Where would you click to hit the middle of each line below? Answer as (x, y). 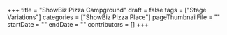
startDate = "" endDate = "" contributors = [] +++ (78, 24)
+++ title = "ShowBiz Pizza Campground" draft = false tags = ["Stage (107, 10)
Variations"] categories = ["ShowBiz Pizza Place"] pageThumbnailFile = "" (114, 17)
